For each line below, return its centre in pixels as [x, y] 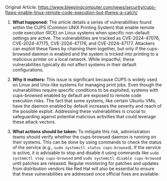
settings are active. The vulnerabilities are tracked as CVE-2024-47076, [86, 38]
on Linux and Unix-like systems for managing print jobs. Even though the [87, 85]
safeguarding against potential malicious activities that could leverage [84, 116]
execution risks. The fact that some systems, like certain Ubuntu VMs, [84, 101]
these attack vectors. [34, 122]
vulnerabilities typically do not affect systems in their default [74, 65]
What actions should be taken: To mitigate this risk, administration [81, 131]
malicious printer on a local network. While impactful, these [73, 59]
